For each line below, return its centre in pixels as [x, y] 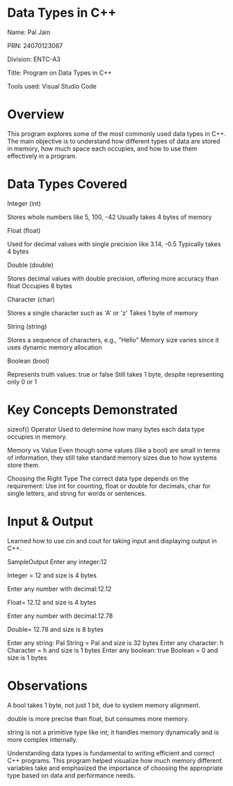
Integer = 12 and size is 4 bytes [52, 575]
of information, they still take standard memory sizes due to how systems [112, 458]
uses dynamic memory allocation [55, 347]
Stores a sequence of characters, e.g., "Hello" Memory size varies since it [113, 340]
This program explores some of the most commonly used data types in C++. [116, 133]
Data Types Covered [67, 184]
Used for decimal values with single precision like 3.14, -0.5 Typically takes [114, 244]
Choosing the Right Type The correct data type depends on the [98, 478]
